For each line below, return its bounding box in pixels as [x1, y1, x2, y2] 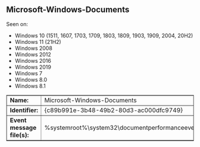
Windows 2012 [14, 50, 52, 58]
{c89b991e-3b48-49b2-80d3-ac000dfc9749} [44, 106, 183, 114]
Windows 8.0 [14, 76, 48, 83]
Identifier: [10, 106, 39, 114]
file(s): [10, 130, 29, 139]
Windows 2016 [14, 57, 52, 64]
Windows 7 [14, 69, 43, 76]
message [10, 123, 37, 132]
